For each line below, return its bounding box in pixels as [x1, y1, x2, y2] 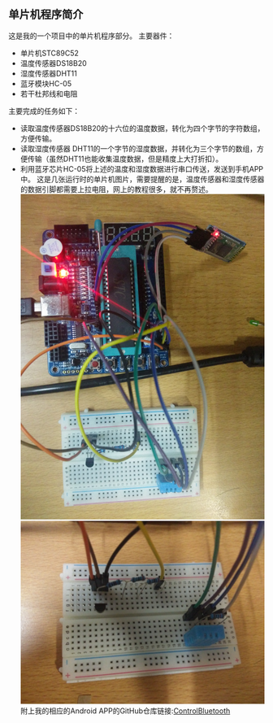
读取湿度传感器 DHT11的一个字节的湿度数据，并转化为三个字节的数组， [19, 143, 258, 153]
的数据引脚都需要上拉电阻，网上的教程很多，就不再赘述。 [19, 184, 213, 194]
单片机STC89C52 [19, 48, 79, 58]
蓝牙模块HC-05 [19, 78, 72, 88]
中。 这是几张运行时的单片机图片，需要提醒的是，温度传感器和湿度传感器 [19, 174, 265, 184]
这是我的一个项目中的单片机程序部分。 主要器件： [8, 31, 175, 41]
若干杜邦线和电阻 [19, 89, 78, 98]
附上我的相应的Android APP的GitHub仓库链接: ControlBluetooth [19, 706, 231, 716]
